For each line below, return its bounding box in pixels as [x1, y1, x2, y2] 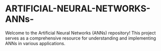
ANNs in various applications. [5, 40, 65, 46]
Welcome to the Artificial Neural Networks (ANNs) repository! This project [5, 30, 156, 36]
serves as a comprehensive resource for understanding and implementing [5, 35, 156, 41]
